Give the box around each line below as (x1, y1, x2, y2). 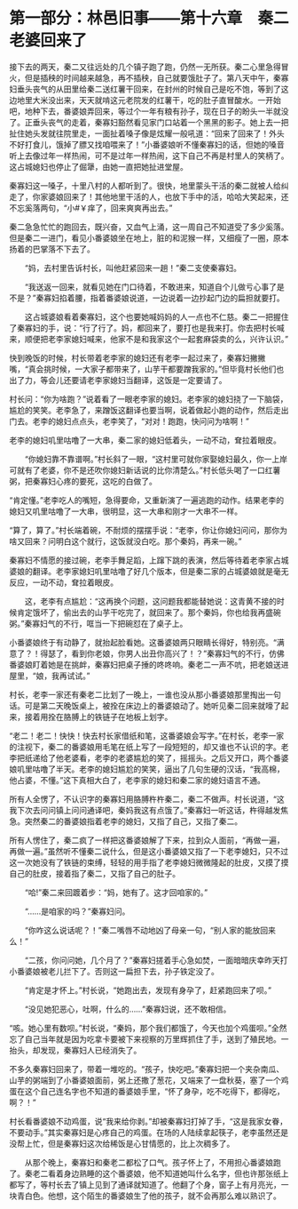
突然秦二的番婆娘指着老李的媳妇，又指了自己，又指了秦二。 (24, 815, 242, 827)
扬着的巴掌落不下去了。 (9, 244, 95, 254)
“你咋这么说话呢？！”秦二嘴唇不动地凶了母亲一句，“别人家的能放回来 (24, 925, 277, 935)
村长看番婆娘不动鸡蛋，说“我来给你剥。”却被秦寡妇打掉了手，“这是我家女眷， (9, 1116, 288, 1126)
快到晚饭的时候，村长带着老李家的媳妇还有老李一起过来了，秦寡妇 (9, 352, 250, 363)
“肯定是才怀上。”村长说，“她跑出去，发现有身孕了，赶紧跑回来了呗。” (24, 984, 272, 996)
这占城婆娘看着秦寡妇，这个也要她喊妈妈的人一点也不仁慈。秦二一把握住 (24, 311, 289, 322)
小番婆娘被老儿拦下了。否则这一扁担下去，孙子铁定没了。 (9, 965, 219, 976)
